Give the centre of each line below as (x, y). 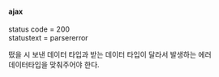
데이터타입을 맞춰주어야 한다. (54, 65)
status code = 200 (39, 29)
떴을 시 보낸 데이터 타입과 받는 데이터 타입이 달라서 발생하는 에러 (110, 55)
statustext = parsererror (48, 38)
